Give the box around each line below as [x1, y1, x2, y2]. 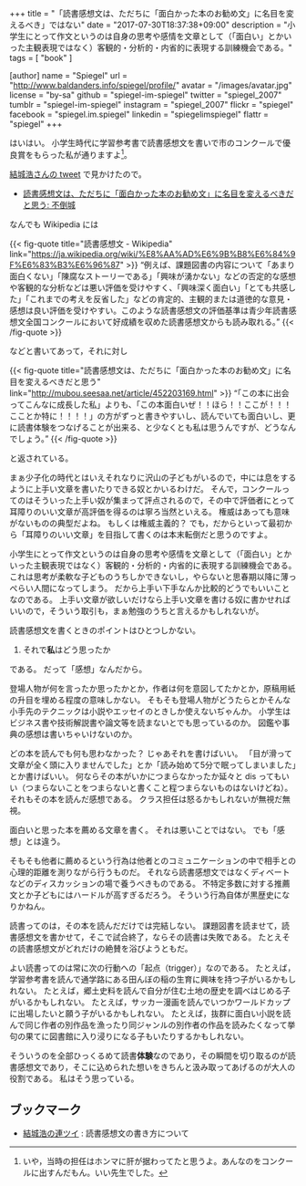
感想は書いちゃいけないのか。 [25, 728, 138, 739]
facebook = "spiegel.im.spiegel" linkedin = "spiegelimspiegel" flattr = [9, 109, 270, 120]
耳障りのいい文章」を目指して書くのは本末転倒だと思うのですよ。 [25, 528, 273, 540]
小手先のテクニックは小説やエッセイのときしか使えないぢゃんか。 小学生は [9, 705, 291, 716]
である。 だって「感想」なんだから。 [9, 663, 148, 674]
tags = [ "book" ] [9, 53, 73, 63]
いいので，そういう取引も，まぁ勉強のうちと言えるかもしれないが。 [9, 605, 264, 616]
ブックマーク [9, 1102, 82, 1118]
